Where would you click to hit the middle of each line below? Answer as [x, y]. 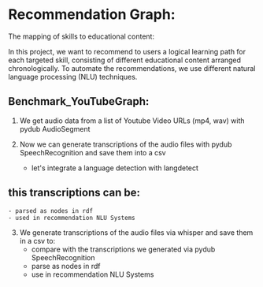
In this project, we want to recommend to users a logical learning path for [127, 51]
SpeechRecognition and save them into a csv [93, 152]
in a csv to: [37, 240]
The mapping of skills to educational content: [81, 36]
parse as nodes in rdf [66, 266]
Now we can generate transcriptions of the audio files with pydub [126, 144]
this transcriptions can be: [74, 193]
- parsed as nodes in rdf [50, 211]
